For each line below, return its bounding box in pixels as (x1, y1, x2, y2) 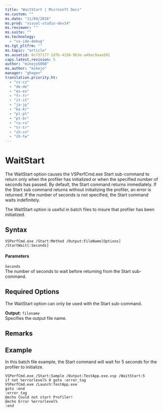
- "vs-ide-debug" (9, 39, 45, 44)
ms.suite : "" (5, 30, 32, 35)
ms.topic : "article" (5, 48, 47, 53)
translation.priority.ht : (5, 75, 58, 80)
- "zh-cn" (9, 130, 29, 135)
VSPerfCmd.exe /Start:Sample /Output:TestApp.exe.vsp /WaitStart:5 (5, 373, 145, 378)
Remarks (5, 330, 33, 338)
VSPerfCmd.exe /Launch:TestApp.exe (5, 382, 78, 387)
